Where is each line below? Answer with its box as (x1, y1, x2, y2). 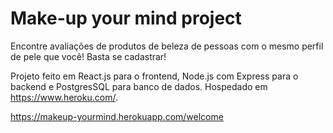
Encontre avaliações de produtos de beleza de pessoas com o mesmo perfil (10, 40, 324, 52)
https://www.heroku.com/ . (10, 91, 118, 103)
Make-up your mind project (10, 7, 242, 30)
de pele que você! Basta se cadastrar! (10, 50, 167, 62)
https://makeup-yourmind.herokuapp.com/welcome (10, 110, 224, 122)
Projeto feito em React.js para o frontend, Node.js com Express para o (10, 70, 299, 82)
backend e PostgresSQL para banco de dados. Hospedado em (10, 80, 268, 92)
